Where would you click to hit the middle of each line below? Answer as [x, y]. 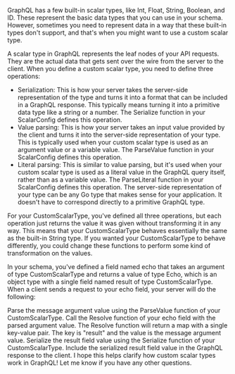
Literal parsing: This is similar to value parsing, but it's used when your [120, 164]
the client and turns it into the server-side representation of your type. [119, 135]
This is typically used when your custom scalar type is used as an [113, 142]
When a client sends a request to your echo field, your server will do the [112, 289]
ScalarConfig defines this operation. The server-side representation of [120, 187]
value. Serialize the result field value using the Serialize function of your [112, 340]
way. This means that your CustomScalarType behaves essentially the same [117, 231]
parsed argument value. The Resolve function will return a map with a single [118, 325]
